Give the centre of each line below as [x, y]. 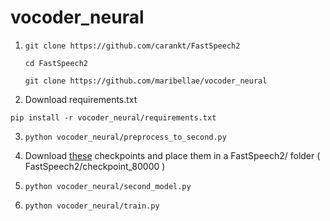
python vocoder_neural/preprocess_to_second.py [125, 137]
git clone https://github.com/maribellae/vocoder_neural [146, 81]
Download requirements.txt [81, 99]
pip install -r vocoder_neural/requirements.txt [113, 117]
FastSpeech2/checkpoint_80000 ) [95, 166]
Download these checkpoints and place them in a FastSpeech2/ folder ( [172, 155]
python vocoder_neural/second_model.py [108, 186]
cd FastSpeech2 [56, 63]
